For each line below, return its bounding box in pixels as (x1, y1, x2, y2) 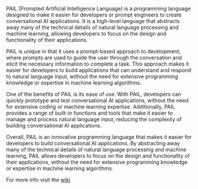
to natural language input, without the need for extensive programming (6, 73, 178, 80)
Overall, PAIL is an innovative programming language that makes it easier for (6, 133, 192, 141)
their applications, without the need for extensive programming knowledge (6, 159, 188, 165)
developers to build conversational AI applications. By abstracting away (6, 140, 180, 146)
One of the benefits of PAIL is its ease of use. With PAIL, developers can (6, 91, 181, 97)
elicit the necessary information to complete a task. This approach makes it (6, 60, 189, 67)
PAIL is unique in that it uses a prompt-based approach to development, (6, 48, 181, 55)
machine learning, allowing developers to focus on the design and (6, 30, 167, 37)
